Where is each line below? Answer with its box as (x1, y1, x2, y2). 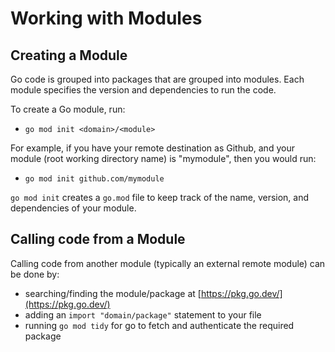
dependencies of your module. (10, 202, 137, 214)
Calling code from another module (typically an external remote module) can (10, 257, 326, 269)
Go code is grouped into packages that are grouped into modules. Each (10, 73, 305, 85)
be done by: (10, 268, 60, 280)
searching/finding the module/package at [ (24, 287, 202, 299)
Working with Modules (10, 7, 203, 30)
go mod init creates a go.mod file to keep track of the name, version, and (10, 192, 310, 203)
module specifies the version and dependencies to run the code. (10, 84, 277, 96)
